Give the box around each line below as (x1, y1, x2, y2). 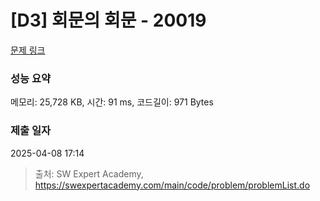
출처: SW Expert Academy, (34, 167, 144, 180)
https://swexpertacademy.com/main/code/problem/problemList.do (34, 179, 311, 191)
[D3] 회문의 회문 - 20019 (10, 9, 207, 32)
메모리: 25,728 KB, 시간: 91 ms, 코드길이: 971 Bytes (10, 96, 214, 108)
